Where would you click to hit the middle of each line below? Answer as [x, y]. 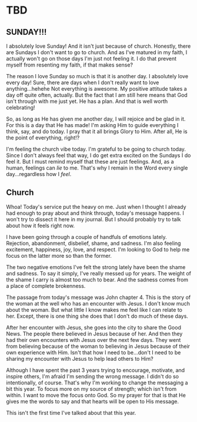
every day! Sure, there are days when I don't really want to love [83, 82]
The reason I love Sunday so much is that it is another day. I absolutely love [97, 76]
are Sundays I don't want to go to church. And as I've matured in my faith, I [97, 52]
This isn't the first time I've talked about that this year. [71, 413]
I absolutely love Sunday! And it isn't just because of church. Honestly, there [98, 46]
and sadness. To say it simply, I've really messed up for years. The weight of [99, 273]
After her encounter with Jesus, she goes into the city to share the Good [94, 327]
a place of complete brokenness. [46, 285]
